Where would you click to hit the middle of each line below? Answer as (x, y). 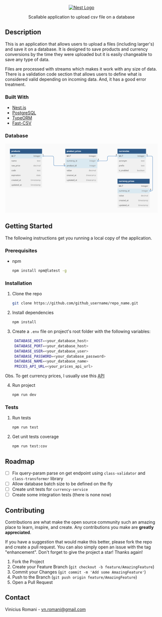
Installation (19, 283)
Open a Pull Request (32, 582)
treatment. (15, 84)
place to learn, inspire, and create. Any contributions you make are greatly (80, 527)
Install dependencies (33, 313)
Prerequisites (21, 251)
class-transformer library (38, 479)
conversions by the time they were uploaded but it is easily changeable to (79, 54)
